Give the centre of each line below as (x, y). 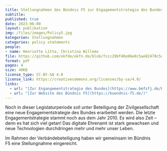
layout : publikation (27, 28)
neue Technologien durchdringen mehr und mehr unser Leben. (70, 129)
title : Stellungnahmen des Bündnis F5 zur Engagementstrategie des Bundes (84, 10)
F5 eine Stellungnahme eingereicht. (42, 144)
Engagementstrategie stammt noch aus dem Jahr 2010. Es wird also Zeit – (81, 118)
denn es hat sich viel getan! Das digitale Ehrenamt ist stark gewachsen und (82, 123)
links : (12, 84)
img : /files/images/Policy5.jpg (39, 33)
